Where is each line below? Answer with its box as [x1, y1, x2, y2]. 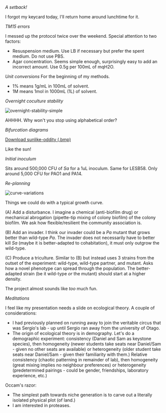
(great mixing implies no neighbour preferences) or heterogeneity [12, 362, 146, 368]
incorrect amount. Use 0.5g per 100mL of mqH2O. [12, 64, 115, 70]
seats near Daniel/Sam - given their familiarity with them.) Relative [12, 351, 148, 357]
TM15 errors [5, 23, 30, 29]
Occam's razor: [5, 382, 37, 388]
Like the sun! [5, 146, 31, 152]
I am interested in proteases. [12, 403, 71, 408]
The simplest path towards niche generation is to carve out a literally [12, 392, 153, 398]
